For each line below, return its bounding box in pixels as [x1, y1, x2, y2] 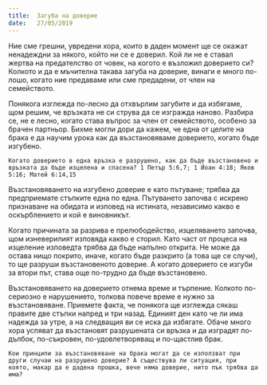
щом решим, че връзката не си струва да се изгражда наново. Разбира [8, 107, 253, 116]
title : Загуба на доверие [8, 11, 98, 20]
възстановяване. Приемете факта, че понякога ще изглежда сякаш [8, 300, 238, 309]
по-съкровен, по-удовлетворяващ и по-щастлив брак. [37, 334, 223, 344]
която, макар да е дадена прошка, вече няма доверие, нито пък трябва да [8, 363, 259, 371]
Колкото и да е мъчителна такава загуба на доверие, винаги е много [8, 66, 245, 76]
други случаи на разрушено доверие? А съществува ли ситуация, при [8, 356, 238, 364]
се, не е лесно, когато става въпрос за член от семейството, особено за [8, 116, 257, 125]
